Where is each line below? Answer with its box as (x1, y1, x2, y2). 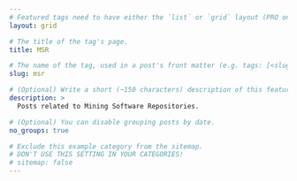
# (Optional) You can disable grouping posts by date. (9, 117, 216, 126)
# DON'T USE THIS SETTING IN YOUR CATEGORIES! (9, 150, 184, 159)
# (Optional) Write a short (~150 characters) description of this (9, 86, 263, 94)
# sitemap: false (9, 158, 73, 168)
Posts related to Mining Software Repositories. (17, 102, 200, 110)
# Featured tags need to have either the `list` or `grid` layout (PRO (9, 12, 278, 22)
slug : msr (9, 70, 46, 79)
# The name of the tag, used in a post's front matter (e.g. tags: (9, 61, 263, 71)
